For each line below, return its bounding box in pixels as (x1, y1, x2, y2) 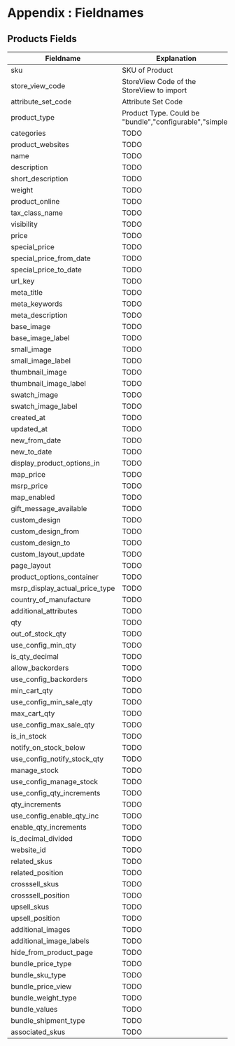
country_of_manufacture (10, 595, 91, 604)
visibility (10, 219, 38, 229)
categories (10, 128, 46, 138)
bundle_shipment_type (10, 1016, 85, 1025)
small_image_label (10, 356, 71, 365)
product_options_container (10, 572, 99, 582)
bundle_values (10, 1005, 58, 1014)
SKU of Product (122, 65, 173, 75)
